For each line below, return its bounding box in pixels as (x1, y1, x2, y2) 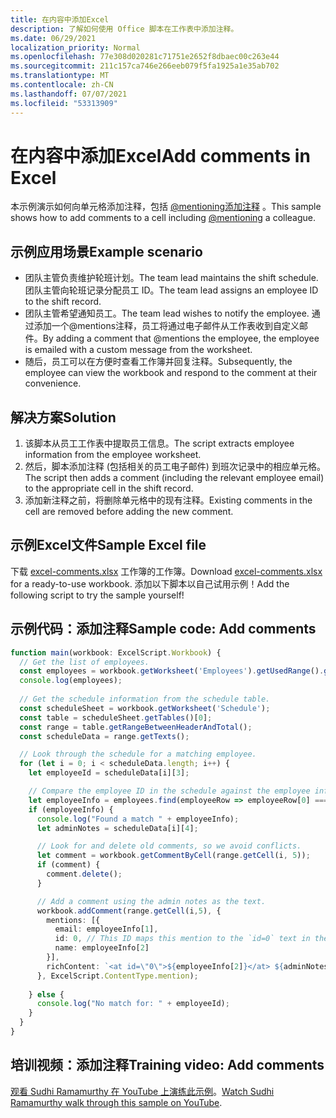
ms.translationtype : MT (10, 71, 110, 81)
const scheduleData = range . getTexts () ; (19, 731, 190, 741)
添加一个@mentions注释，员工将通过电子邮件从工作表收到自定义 (33, 320, 300, 332)
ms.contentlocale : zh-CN (10, 80, 114, 90)
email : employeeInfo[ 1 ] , (54, 924, 159, 935)
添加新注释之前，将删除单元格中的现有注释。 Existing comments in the (24, 494, 313, 506)
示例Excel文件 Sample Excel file (10, 537, 207, 554)
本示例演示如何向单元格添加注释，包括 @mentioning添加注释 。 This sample (10, 201, 322, 213)
